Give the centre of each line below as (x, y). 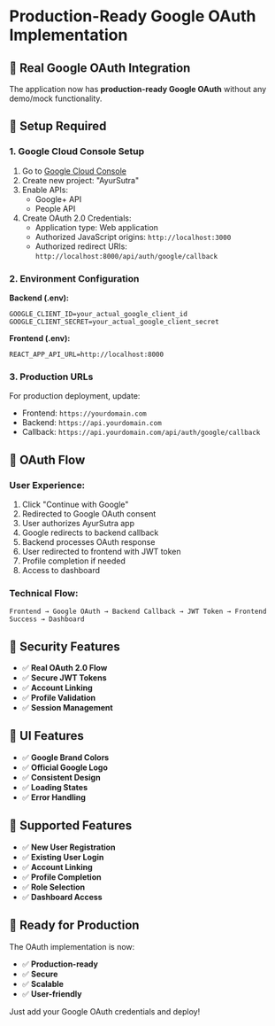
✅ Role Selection (53, 887)
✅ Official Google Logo (65, 767)
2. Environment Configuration (74, 278)
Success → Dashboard (47, 619)
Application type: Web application (97, 227)
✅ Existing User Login (63, 857)
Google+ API (58, 199)
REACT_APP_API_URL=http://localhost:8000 (87, 354)
